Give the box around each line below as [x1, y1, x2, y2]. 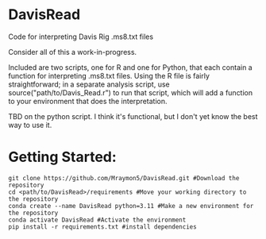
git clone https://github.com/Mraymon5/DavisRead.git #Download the [8, 174, 240, 182]
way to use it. [8, 120, 52, 129]
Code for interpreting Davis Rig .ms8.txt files [8, 32, 153, 41]
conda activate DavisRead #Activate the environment [8, 216, 187, 224]
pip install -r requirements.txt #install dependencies [8, 222, 197, 231]
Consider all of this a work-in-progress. [8, 47, 137, 56]
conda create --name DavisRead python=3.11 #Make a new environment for [8, 202, 254, 210]
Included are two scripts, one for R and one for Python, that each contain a [8, 62, 253, 72]
